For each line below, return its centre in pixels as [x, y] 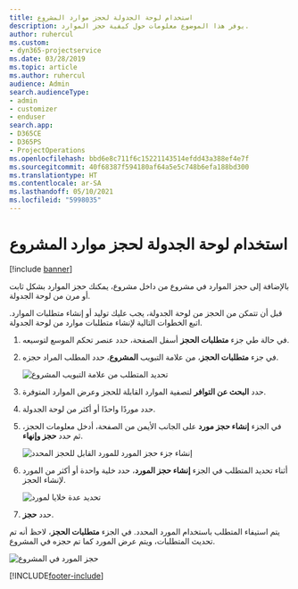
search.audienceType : [50, 92]
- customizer [33, 109]
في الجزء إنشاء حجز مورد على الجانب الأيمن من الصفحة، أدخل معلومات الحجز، [152, 426]
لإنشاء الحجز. [44, 479]
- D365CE [25, 134]
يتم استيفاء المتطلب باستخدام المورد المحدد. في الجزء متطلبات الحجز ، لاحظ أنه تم [145, 531]
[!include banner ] [41, 269]
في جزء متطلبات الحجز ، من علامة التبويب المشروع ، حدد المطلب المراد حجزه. [150, 357]
